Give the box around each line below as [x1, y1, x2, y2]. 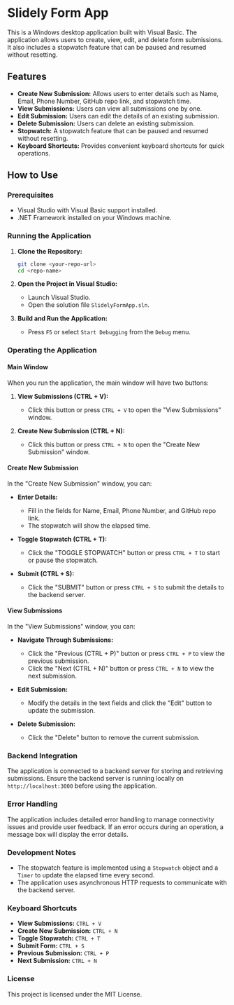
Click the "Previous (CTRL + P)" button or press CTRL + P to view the [27, 650, 225, 658]
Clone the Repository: [17, 247, 82, 255]
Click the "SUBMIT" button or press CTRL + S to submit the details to [27, 583, 225, 592]
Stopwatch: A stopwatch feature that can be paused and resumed [17, 126, 209, 135]
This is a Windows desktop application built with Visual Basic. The [7, 28, 198, 36]
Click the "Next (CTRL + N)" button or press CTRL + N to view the [27, 664, 214, 673]
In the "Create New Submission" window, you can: [7, 479, 152, 488]
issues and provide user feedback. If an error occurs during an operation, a [7, 822, 224, 831]
